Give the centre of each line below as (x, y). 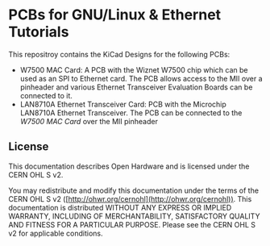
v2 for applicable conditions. (56, 233)
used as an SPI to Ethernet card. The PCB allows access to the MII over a (141, 78)
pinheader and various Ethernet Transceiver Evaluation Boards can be (136, 87)
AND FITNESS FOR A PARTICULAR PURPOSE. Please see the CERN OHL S (132, 224)
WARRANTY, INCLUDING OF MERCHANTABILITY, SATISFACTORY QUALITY (134, 216)
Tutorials (39, 32)
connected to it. (46, 95)
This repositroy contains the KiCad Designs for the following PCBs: (119, 54)
